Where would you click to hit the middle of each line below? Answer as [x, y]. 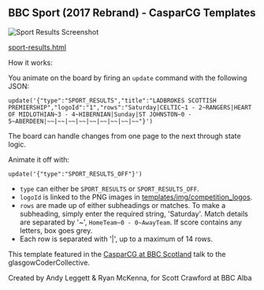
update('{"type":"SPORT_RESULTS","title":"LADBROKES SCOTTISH [112, 100]
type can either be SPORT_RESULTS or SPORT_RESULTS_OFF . [109, 188]
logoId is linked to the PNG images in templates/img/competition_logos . [136, 197]
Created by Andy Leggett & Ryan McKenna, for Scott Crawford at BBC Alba [130, 277]
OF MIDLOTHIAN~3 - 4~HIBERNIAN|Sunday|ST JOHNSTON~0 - [100, 114]
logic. [17, 144]
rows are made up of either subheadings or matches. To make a [123, 205]
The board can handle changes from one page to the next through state [125, 136]
